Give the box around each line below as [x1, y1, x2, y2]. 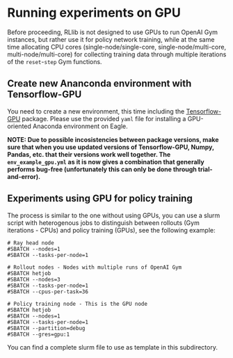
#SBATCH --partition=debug [7, 325, 86, 332]
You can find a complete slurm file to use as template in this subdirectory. [7, 343, 218, 351]
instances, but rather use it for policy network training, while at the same [7, 35, 215, 43]
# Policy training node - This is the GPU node [7, 300, 148, 307]
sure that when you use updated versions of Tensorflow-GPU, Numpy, [7, 143, 214, 151]
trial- [198, 165, 214, 173]
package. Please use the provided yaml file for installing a [22, 114, 186, 123]
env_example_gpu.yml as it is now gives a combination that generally [7, 157, 204, 166]
